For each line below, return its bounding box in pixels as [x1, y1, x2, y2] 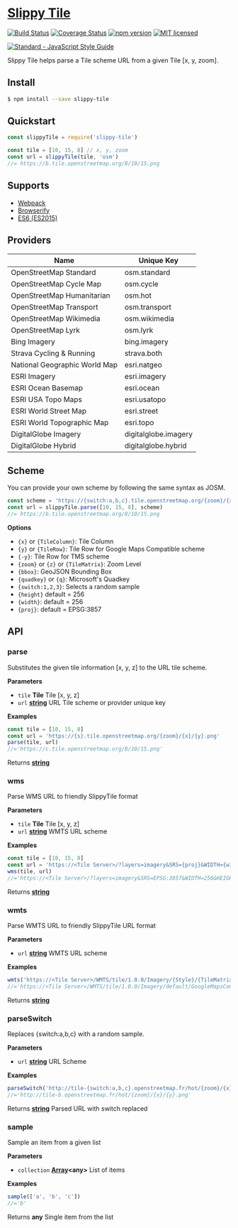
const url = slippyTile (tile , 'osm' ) [7, 153, 119, 161]
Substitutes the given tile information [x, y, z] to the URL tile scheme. [7, 663, 208, 672]
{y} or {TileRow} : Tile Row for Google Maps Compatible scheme [17, 545, 205, 553]
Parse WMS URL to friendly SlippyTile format [7, 792, 138, 801]
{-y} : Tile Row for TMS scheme [17, 552, 110, 561]
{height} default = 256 [17, 590, 85, 598]
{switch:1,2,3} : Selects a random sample [17, 583, 140, 591]
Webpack [17, 198, 46, 207]
